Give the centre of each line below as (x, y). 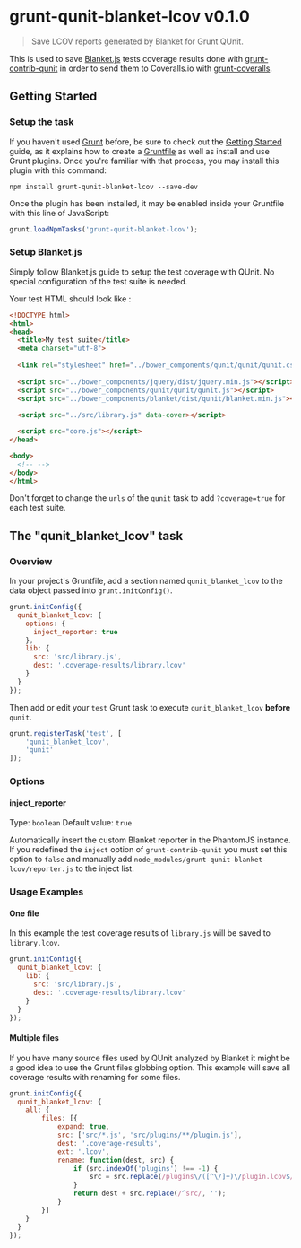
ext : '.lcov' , (83, 1152)
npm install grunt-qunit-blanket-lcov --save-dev (104, 187)
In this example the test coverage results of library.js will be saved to (140, 933)
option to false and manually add (71, 860)
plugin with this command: (58, 170)
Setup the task (42, 122)
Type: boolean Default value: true (71, 823)
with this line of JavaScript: (60, 213)
